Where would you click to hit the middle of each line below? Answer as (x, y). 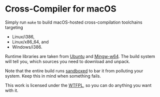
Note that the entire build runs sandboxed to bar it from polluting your (74, 70)
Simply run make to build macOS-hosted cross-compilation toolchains (74, 22)
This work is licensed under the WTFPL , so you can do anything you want (78, 85)
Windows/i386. (27, 47)
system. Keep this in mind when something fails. (53, 76)
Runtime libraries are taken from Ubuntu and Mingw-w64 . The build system (80, 56)
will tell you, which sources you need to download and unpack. (68, 61)
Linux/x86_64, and (30, 42)
